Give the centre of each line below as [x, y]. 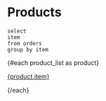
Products [34, 12]
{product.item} [28, 76]
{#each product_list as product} [53, 63]
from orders [25, 43]
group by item [28, 49]
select [17, 31]
